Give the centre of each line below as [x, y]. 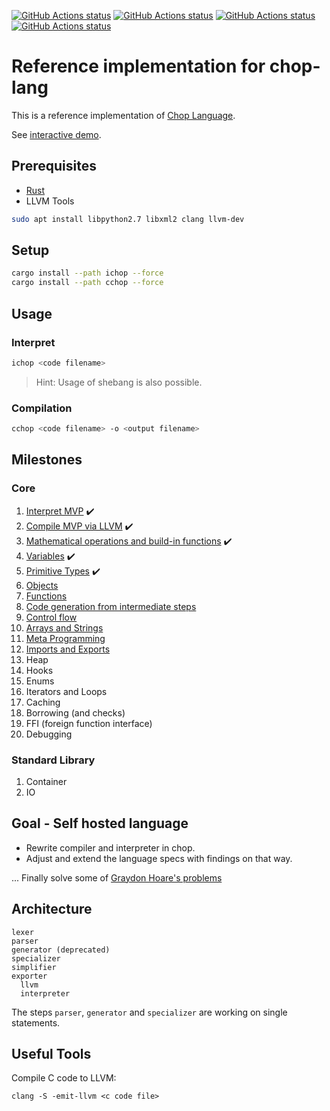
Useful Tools [51, 1053]
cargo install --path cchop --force [87, 283]
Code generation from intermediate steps [111, 606]
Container [46, 781]
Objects [42, 585]
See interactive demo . [56, 134]
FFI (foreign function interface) [89, 723]
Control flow [51, 617]
